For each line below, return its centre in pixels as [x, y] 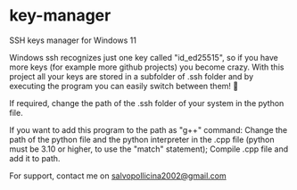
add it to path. [35, 158]
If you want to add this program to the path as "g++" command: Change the [148, 129]
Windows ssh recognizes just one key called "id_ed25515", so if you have [144, 57]
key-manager [60, 16]
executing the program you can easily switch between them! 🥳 [124, 86]
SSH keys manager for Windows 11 [73, 40]
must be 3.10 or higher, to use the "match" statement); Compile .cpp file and [149, 149]
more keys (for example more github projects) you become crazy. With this [147, 67]
